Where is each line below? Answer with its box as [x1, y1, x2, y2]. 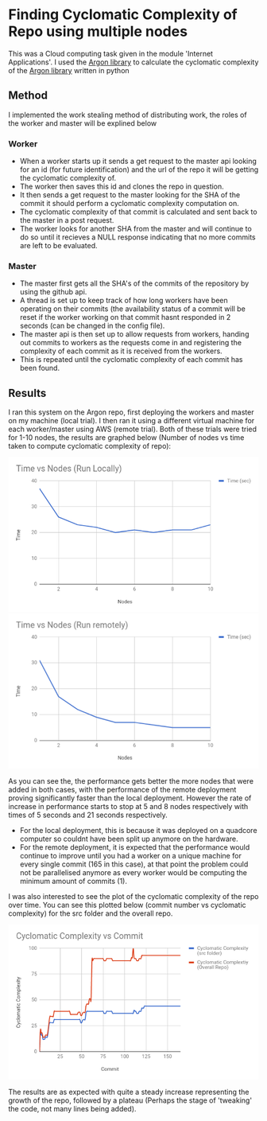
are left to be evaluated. [19, 241, 98, 251]
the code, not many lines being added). [8, 1104, 137, 1114]
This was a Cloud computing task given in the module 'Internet [8, 49, 213, 58]
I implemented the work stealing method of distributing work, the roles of [8, 110, 248, 119]
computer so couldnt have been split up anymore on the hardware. [19, 834, 238, 843]
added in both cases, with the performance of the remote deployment [8, 784, 237, 794]
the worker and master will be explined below [8, 118, 157, 128]
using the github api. [19, 287, 87, 297]
